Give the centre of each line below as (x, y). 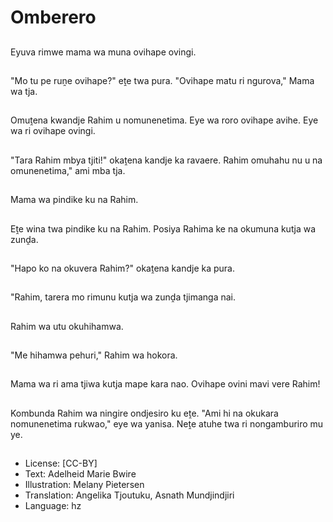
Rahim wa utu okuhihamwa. (67, 326)
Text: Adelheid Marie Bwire (80, 474)
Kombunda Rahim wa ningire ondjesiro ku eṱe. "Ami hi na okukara (144, 413)
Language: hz (53, 506)
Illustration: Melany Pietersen (84, 485)
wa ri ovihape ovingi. (53, 131)
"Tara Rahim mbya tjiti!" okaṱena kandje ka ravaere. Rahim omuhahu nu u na (166, 160)
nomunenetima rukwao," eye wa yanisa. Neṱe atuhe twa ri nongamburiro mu (167, 423)
